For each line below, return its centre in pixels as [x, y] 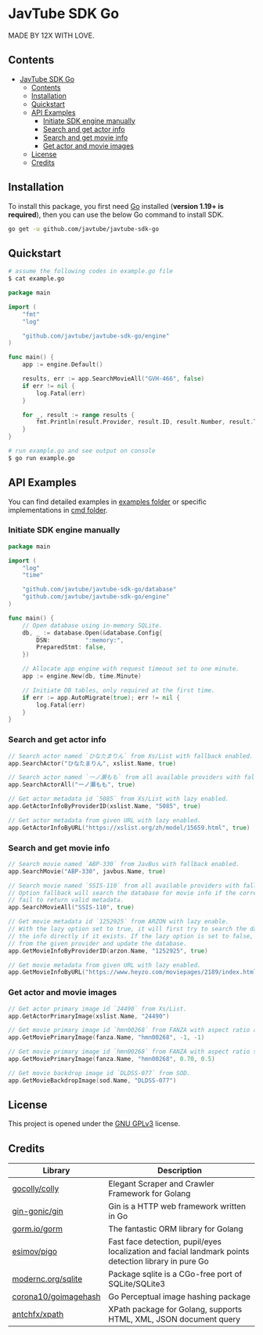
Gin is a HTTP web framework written [177, 1206]
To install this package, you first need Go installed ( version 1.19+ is [116, 206]
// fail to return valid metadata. [66, 900]
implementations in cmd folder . [58, 510]
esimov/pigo [34, 1252]
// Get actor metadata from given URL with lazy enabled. [104, 820]
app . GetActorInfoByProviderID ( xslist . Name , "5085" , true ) [104, 806]
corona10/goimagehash [56, 1297]
